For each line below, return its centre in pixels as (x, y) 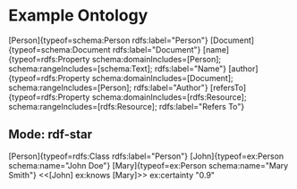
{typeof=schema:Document (59, 49)
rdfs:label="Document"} (157, 49)
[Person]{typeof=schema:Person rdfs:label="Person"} (109, 40)
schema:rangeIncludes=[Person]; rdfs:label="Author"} (108, 87)
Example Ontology (78, 16)
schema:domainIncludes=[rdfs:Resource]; (169, 97)
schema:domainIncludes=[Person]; (157, 59)
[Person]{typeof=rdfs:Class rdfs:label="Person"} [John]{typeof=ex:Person (146, 156)
